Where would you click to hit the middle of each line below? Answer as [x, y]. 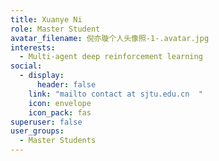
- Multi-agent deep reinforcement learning [111, 57]
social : [26, 66]
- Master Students [58, 141]
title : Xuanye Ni [46, 19]
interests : [33, 47]
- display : [42, 76]
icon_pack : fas [60, 112]
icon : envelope [60, 103]
